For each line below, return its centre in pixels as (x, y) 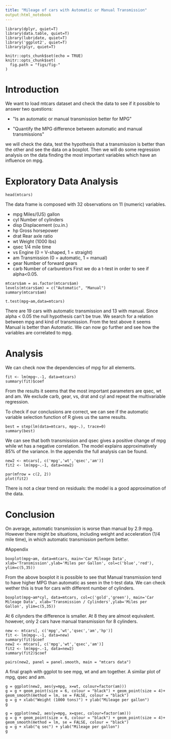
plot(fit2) (17, 479)
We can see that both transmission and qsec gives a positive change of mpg (86, 440)
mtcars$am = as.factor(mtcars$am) (42, 284)
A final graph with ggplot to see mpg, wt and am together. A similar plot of (83, 672)
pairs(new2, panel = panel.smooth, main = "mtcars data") (68, 662)
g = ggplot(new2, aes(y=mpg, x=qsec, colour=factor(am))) (68, 713)
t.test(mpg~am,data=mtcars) (35, 302)
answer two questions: (29, 109)
